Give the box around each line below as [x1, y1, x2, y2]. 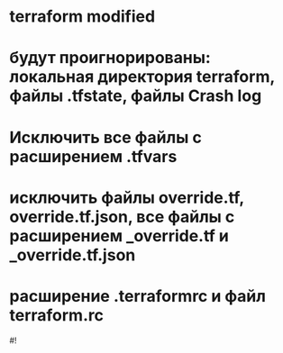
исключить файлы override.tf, [9, 187, 245, 208]
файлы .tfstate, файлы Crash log [9, 86, 262, 106]
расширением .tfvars [9, 146, 178, 167]
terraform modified [9, 6, 156, 27]
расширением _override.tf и [9, 225, 230, 246]
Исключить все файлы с [9, 127, 203, 148]
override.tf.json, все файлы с [9, 206, 235, 227]
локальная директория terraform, [9, 67, 275, 87]
